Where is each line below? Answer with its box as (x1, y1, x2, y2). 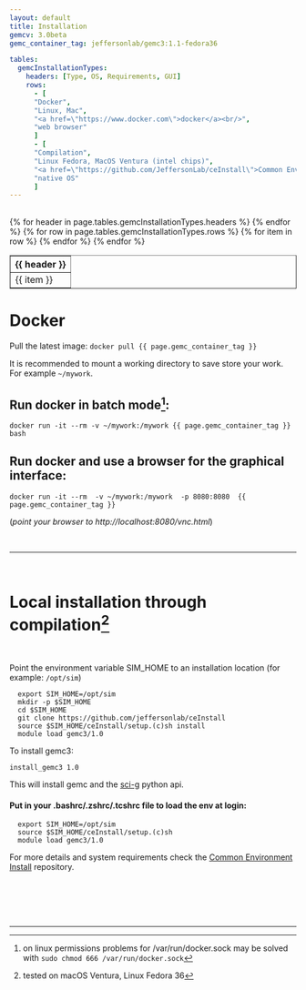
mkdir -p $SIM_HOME (17, 698, 92, 707)
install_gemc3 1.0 (9, 763, 79, 773)
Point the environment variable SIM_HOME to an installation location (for (9, 662, 280, 673)
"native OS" (33, 174, 79, 183)
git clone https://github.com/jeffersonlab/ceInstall (17, 713, 226, 723)
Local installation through (9, 592, 208, 612)
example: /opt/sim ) (9, 672, 82, 683)
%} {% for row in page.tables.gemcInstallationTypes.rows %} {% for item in (9, 227, 293, 237)
